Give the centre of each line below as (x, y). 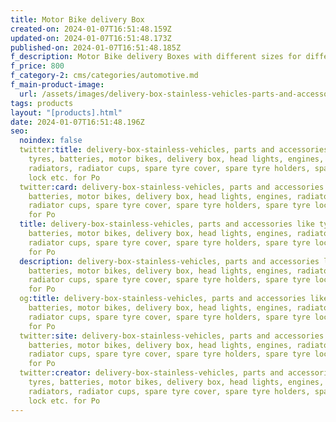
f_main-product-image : (57, 85)
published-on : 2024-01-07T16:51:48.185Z (96, 47)
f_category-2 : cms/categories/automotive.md (104, 76)
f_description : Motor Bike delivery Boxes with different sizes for (156, 57)
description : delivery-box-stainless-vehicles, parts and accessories (169, 261)
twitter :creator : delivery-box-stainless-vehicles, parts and (151, 373)
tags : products (42, 103)
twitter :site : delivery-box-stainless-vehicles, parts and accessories (172, 336)
